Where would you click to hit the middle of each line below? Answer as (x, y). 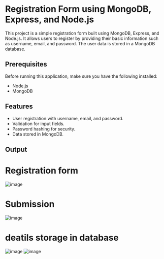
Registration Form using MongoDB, (78, 9)
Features (19, 107)
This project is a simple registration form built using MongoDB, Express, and (82, 33)
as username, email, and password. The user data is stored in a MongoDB (80, 43)
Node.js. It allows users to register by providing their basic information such (82, 38)
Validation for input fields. (38, 124)
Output (16, 149)
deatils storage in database (62, 238)
